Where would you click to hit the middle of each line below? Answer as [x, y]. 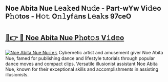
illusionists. [17, 75]
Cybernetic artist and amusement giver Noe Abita [111, 53]
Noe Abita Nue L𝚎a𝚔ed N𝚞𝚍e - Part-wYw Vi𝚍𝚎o [83, 8]
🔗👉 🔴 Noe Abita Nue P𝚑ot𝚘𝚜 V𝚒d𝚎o [65, 38]
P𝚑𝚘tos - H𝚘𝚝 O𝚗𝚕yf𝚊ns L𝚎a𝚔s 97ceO [68, 17]
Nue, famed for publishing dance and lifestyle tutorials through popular [80, 58]
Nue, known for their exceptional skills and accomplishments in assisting [82, 69]
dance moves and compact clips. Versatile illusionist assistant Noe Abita [81, 64]
